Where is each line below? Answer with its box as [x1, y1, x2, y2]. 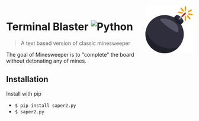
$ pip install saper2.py [14, 103, 76, 109]
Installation [6, 74, 49, 84]
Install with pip [6, 90, 41, 97]
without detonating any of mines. [6, 57, 87, 64]
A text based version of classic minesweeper [20, 40, 131, 47]
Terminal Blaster [6, 20, 89, 34]
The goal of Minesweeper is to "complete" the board [6, 51, 134, 58]
